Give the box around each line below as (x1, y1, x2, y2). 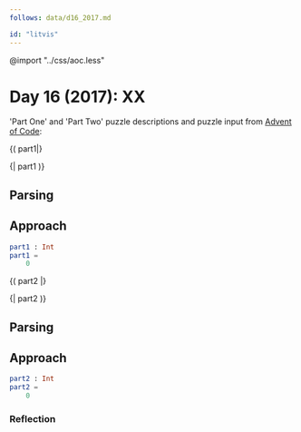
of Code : (9, 126, 43, 137)
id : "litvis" (9, 29, 59, 39)
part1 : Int (9, 242, 54, 251)
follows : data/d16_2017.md (9, 13, 112, 23)
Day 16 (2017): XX (9, 86, 146, 107)
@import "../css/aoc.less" (9, 54, 105, 65)
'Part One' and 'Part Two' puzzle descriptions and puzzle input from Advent (9, 116, 292, 127)
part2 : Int (9, 374, 54, 384)
